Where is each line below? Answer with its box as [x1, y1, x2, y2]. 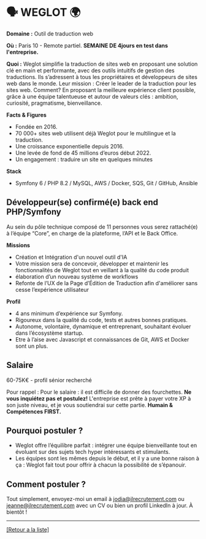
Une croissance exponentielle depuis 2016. [15, 142, 124, 150]
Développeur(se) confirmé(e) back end [6, 197, 158, 208]
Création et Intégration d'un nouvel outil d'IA [15, 253, 128, 261]
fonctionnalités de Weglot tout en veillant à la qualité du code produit [15, 266, 189, 273]
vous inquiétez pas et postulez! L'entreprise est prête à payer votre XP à [6, 394, 191, 402]
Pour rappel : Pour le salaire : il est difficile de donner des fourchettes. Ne [6, 388, 192, 396]
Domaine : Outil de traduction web [6, 29, 94, 37]
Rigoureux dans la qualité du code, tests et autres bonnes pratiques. [15, 316, 188, 323]
